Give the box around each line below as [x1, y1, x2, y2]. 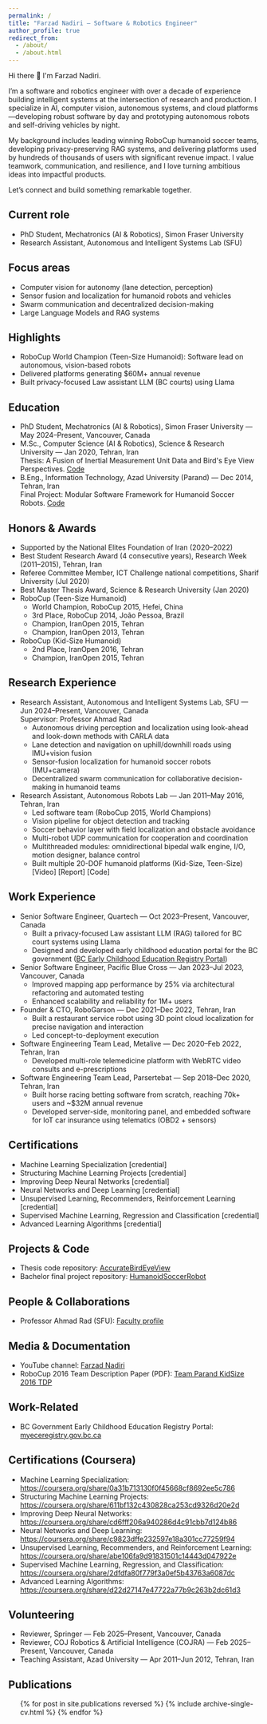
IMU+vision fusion [31, 748, 92, 757]
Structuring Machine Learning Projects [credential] [19, 1168, 187, 1178]
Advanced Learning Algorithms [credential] [19, 1219, 162, 1229]
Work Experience [8, 890, 96, 904]
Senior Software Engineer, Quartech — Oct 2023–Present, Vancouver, [19, 912, 249, 921]
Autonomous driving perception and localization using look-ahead [31, 722, 249, 732]
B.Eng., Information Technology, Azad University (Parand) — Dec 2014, [19, 473, 253, 483]
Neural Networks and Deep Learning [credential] [19, 1185, 180, 1194]
